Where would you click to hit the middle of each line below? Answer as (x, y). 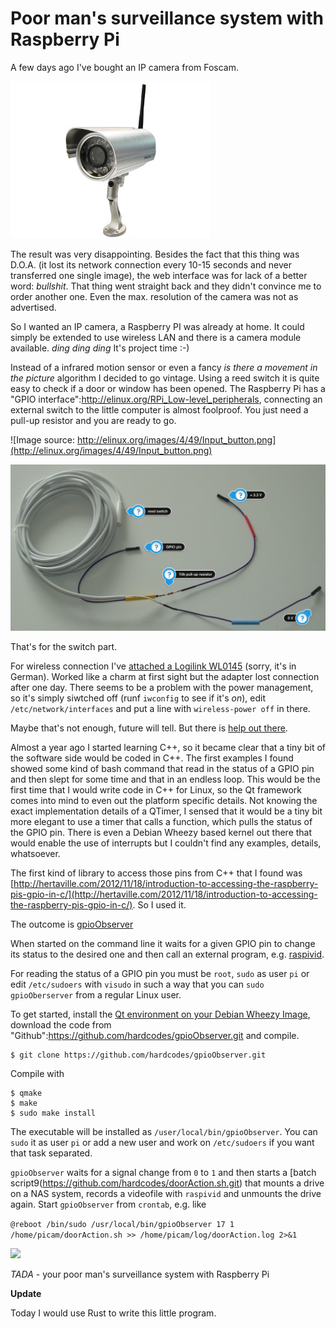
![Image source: (42, 439)
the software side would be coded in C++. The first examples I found (152, 758)
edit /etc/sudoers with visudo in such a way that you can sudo (137, 984)
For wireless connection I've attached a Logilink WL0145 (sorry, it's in (153, 666)
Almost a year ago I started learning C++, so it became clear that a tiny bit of (168, 748)
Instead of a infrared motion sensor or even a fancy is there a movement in (164, 367)
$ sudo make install (53, 1113)
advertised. (33, 307)
